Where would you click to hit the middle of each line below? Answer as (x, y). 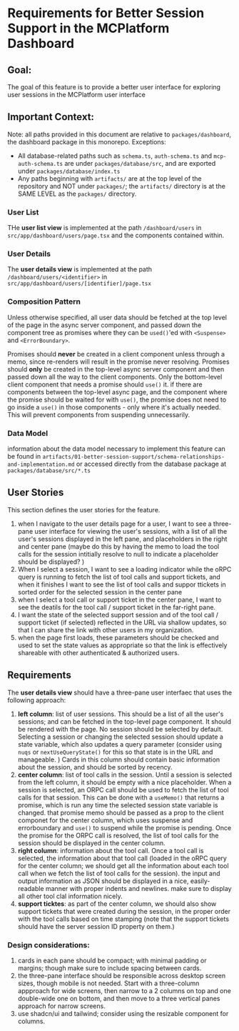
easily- (200, 881)
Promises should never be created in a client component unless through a (116, 354)
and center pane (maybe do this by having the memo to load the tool (118, 546)
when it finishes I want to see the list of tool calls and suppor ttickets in (122, 584)
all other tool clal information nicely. (70, 896)
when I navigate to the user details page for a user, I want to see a (115, 524)
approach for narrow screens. (61, 1006)
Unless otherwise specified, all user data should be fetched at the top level (117, 317)
